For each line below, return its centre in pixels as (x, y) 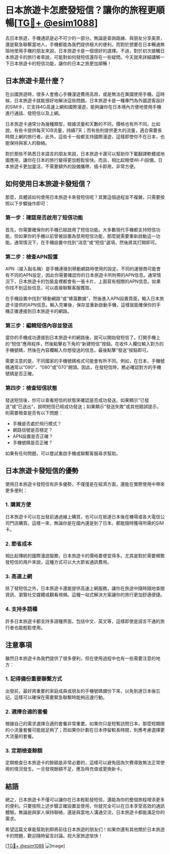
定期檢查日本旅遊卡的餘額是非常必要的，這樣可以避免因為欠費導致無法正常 (83, 763)
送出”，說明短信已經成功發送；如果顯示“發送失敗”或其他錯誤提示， (92, 406)
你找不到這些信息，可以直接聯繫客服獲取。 (50, 288)
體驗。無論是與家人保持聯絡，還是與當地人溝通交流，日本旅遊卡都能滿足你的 (85, 812)
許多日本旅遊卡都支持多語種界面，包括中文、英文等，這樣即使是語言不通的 (83, 621)
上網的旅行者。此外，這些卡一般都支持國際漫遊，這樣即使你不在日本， (87, 136)
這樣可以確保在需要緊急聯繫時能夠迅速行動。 (60, 697)
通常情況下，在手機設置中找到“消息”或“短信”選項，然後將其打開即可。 (87, 242)
